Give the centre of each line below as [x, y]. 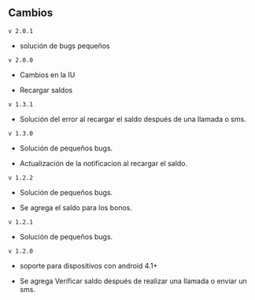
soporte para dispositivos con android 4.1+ [89, 265]
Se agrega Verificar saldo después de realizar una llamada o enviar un [133, 281]
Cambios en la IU [47, 75]
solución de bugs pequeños [65, 46]
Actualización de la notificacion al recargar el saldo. [103, 163]
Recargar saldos [46, 90]
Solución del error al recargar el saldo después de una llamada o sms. [133, 119]
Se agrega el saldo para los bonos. [76, 207]
